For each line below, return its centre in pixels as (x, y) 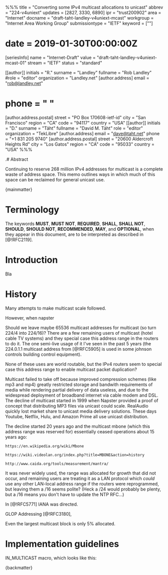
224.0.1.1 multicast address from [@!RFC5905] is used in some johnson (78, 349)
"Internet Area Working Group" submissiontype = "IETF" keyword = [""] (79, 23)
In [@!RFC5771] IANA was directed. (42, 504)
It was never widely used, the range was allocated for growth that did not (81, 473)
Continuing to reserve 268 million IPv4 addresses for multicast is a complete (84, 169)
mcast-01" (16, 63)
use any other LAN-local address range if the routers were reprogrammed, (82, 484)
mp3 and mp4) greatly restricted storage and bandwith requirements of (79, 385)
